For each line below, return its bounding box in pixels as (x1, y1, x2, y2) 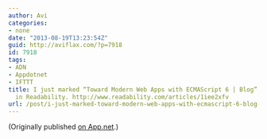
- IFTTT (8, 78, 34, 86)
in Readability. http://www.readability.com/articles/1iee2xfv (15, 93, 229, 101)
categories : (8, 19, 48, 27)
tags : (8, 56, 26, 64)
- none (8, 26, 30, 34)
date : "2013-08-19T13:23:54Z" (8, 33, 109, 42)
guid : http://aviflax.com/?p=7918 (8, 41, 123, 49)
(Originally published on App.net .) (8, 122, 119, 132)
